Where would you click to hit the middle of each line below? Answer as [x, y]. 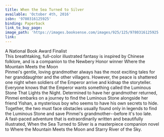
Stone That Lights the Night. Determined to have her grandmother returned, [81, 93]
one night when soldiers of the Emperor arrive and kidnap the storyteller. [78, 82]
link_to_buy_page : [24, 28]
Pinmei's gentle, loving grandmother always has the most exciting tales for [80, 72]
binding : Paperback [25, 23]
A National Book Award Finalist [36, 51]
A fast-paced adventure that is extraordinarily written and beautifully [74, 119]
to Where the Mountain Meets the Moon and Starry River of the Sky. [73, 129]
